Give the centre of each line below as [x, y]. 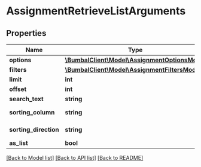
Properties [26, 33]
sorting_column [32, 112]
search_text [26, 99]
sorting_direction [34, 130]
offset [18, 89]
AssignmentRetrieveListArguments [96, 11]
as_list [19, 143]
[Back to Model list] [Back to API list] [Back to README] [75, 158]
